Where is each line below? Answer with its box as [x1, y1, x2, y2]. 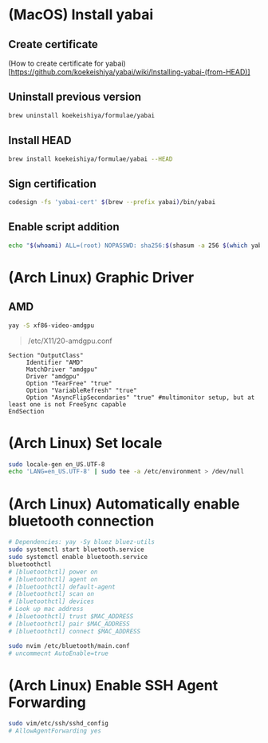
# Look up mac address [8, 605, 84, 613]
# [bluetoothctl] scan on [8, 590, 94, 598]
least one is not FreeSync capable [8, 400, 127, 409]
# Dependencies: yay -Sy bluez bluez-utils [8, 538, 156, 546]
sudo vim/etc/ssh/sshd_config [8, 720, 109, 728]
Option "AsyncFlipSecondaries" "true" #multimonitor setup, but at [26, 393, 255, 401]
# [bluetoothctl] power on [8, 568, 98, 576]
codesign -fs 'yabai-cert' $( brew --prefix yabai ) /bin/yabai [8, 198, 216, 206]
